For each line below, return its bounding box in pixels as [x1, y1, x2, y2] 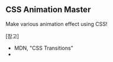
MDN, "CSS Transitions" [14, 44, 73, 51]
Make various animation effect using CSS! [5, 20, 108, 27]
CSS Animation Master [5, 5, 91, 15]
